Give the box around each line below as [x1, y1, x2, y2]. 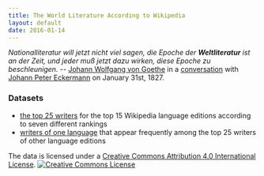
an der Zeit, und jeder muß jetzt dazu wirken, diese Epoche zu [8, 56, 211, 66]
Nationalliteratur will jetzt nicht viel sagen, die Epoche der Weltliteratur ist [8, 48, 251, 58]
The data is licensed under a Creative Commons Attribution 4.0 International [8, 151, 256, 160]
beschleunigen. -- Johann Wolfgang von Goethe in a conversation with [8, 65, 239, 74]
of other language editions [19, 136, 107, 145]
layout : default [8, 19, 62, 27]
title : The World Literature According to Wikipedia [8, 11, 186, 20]
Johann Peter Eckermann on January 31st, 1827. [8, 73, 164, 83]
